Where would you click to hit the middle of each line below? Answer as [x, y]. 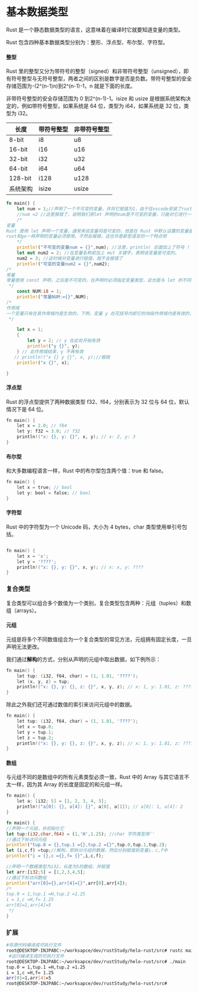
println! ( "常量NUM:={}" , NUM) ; [53, 297]
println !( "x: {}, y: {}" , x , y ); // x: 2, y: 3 [76, 437]
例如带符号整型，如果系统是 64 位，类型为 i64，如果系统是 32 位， [103, 106]
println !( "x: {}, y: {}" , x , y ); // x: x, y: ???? [80, 567]
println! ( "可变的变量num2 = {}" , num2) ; [63, 264]
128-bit [20, 178]
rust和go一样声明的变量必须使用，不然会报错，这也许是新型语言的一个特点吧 [86, 236]
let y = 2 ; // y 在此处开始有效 [64, 341]
